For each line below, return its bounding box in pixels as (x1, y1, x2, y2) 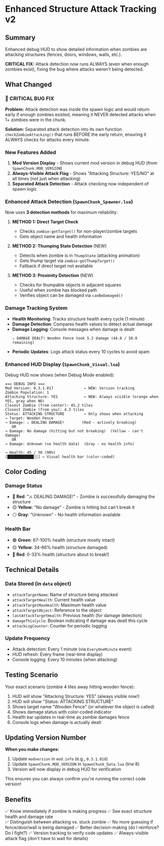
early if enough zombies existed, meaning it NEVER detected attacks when (5, 111, 156, 117)
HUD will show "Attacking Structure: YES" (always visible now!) (12, 693, 140, 699)
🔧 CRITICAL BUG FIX (5, 95, 54, 102)
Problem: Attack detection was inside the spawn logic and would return (5, 106, 150, 112)
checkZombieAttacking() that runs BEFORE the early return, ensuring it (5, 131, 147, 137)
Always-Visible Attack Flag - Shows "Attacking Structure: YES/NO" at (12, 170, 154, 176)
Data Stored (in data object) (5, 580, 71, 587)
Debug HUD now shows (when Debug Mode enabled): (5, 372, 115, 378)
